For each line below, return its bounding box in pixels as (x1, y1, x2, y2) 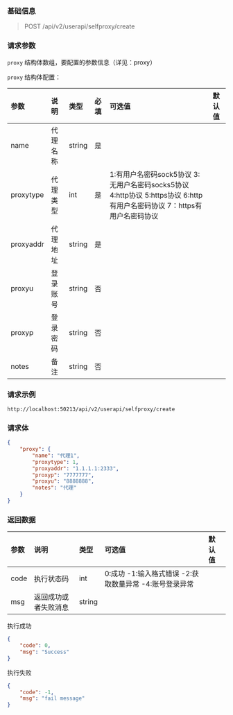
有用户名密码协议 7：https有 (110, 200, 202, 210)
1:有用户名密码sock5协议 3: (110, 169, 200, 179)
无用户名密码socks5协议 (110, 180, 189, 189)
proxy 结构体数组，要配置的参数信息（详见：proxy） (7, 58, 156, 67)
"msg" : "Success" (19, 648, 70, 655)
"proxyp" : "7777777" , (32, 472, 95, 479)
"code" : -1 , (19, 689, 54, 696)
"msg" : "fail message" (19, 695, 85, 702)
